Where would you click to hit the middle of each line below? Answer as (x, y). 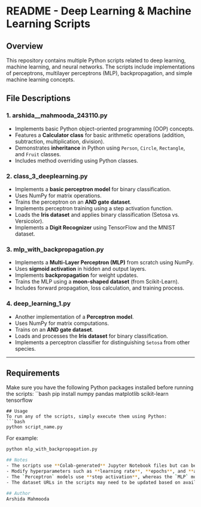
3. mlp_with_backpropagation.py (55, 249)
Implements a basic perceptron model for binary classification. (93, 189)
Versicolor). (29, 221)
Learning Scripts (48, 24)
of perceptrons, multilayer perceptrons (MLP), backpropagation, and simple (99, 73)
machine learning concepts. (40, 80)
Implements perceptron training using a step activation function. (94, 208)
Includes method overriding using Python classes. (77, 160)
